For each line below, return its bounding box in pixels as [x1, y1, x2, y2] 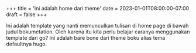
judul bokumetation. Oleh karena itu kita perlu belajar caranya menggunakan [6, 28, 190, 35]
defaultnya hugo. [6, 40, 47, 47]
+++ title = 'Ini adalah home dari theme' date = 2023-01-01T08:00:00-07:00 [6, 5, 190, 12]
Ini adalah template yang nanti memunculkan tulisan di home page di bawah [6, 22, 189, 29]
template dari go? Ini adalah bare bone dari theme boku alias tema [6, 35, 166, 41]
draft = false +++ [6, 11, 47, 18]
